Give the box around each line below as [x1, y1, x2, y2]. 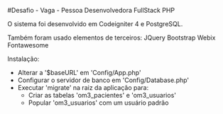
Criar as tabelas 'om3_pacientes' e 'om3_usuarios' [28, 91, 176, 99]
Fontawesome [7, 41, 49, 49]
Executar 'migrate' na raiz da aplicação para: [17, 84, 149, 91]
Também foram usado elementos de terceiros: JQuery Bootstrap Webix [7, 33, 216, 42]
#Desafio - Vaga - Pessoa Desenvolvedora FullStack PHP [7, 6, 175, 14]
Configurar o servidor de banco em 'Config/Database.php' [17, 76, 190, 84]
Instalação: [7, 55, 40, 63]
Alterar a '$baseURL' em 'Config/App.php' [17, 69, 141, 76]
